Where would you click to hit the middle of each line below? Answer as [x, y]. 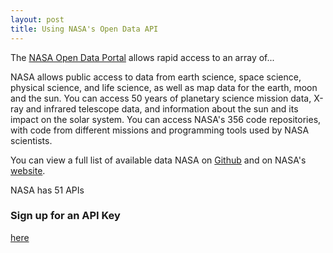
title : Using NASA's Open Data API [84, 29]
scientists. [31, 140]
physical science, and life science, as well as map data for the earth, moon [164, 87]
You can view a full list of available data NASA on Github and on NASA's [158, 160]
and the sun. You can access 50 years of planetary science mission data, [161, 98]
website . [28, 170]
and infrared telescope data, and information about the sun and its [162, 108]
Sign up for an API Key [65, 216]
